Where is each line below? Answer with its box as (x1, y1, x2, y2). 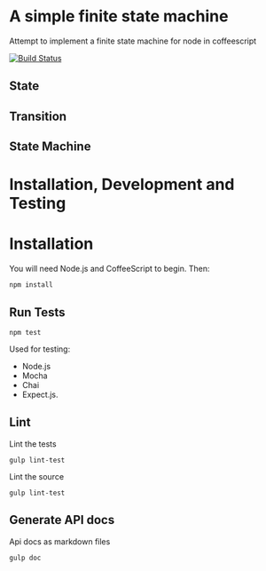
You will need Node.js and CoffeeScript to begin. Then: (9, 264, 210, 274)
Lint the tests (9, 438, 57, 449)
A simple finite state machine (9, 6, 229, 27)
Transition (9, 108, 67, 123)
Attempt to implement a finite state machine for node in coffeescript (9, 36, 257, 46)
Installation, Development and (9, 175, 235, 194)
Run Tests (9, 305, 66, 320)
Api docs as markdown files (9, 535, 111, 547)
